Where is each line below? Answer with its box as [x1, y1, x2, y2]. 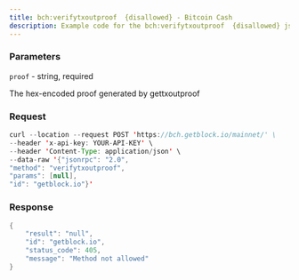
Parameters [9, 51, 61, 63]
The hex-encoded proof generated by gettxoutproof [9, 88, 200, 99]
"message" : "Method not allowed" [25, 254, 149, 263]
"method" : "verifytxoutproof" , [9, 164, 125, 172]
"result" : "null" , [25, 229, 93, 238]
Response [9, 201, 53, 213]
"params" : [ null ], [9, 172, 77, 180]
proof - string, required [9, 70, 93, 81]
